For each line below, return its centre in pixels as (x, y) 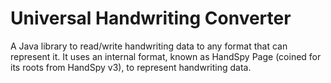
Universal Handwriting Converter (151, 18)
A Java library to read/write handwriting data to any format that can (149, 46)
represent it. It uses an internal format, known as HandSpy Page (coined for (166, 56)
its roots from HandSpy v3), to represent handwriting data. (131, 67)
